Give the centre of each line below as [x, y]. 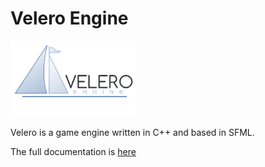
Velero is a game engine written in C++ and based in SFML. [132, 132]
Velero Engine [69, 18]
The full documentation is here [73, 151]
